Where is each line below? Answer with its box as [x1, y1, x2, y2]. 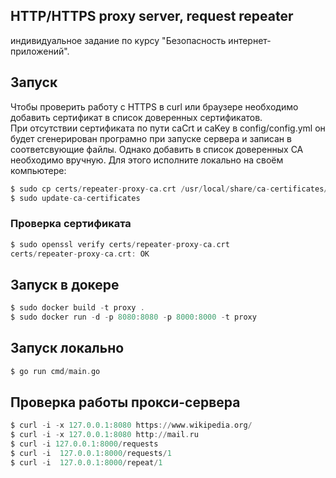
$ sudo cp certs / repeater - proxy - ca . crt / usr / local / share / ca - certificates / [10, 184, 329, 194]
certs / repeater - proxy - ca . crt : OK [10, 249, 150, 259]
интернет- [228, 34, 272, 46]
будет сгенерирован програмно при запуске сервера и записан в [10, 132, 292, 144]
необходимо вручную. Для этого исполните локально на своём [10, 154, 284, 166]
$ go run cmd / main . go [10, 366, 101, 376]
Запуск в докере [10, 276, 120, 293]
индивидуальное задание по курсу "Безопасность [10, 34, 227, 46]
